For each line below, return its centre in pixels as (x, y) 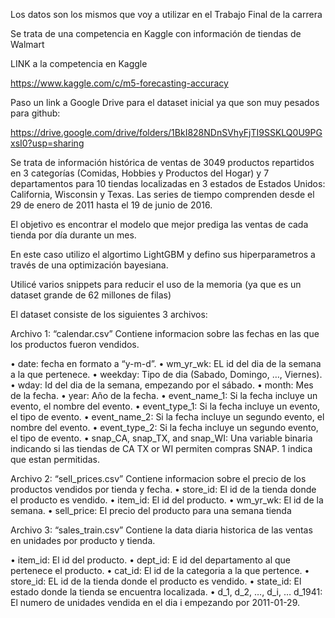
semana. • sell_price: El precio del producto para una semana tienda (151, 510)
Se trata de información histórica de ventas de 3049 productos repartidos (162, 162)
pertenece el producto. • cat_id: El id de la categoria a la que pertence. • (160, 570)
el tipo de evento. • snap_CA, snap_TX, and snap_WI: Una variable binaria (161, 438)
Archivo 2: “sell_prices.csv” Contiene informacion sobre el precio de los (158, 478)
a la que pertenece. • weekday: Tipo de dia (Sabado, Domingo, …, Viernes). (166, 374)
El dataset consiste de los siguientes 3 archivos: (109, 314)
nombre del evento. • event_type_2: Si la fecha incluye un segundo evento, (164, 427)
